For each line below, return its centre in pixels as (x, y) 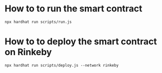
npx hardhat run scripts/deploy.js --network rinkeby (62, 65)
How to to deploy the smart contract (81, 41)
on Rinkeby (28, 52)
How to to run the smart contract (74, 9)
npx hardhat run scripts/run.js (38, 22)
